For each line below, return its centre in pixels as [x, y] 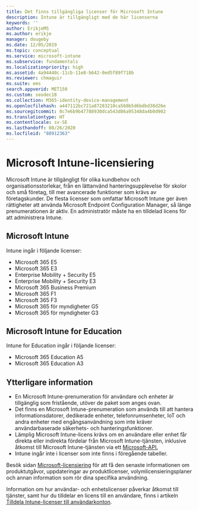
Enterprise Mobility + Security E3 [55, 281]
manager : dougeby [28, 39]
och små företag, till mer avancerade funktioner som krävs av [81, 192]
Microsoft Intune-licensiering [80, 163]
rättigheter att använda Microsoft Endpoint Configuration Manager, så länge [99, 205]
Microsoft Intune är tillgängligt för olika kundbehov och [73, 179]
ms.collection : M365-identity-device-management [67, 100]
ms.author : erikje [29, 34]
